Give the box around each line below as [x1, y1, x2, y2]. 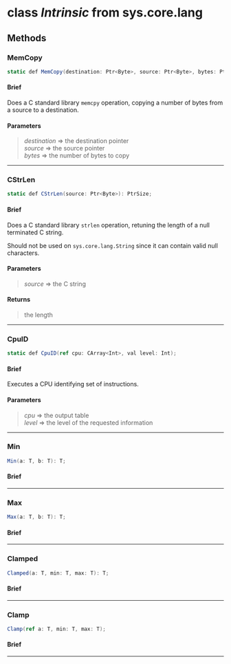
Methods [7, 32, 47, 44]
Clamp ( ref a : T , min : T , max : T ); [7, 626, 107, 632]
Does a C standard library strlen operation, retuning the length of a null [7, 221, 210, 229]
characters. [7, 249, 40, 257]
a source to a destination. [7, 105, 79, 114]
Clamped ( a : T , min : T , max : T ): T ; [7, 569, 109, 577]
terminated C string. [7, 228, 64, 236]
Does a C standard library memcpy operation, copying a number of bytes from [7, 98, 223, 107]
